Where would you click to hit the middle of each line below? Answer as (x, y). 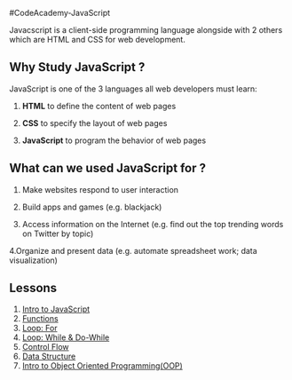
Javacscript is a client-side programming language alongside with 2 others (146, 30)
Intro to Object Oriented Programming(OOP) (103, 366)
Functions (40, 319)
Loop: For (39, 329)
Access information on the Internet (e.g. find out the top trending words (153, 224)
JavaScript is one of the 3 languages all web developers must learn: (133, 89)
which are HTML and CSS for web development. (98, 40)
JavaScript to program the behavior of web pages (114, 140)
